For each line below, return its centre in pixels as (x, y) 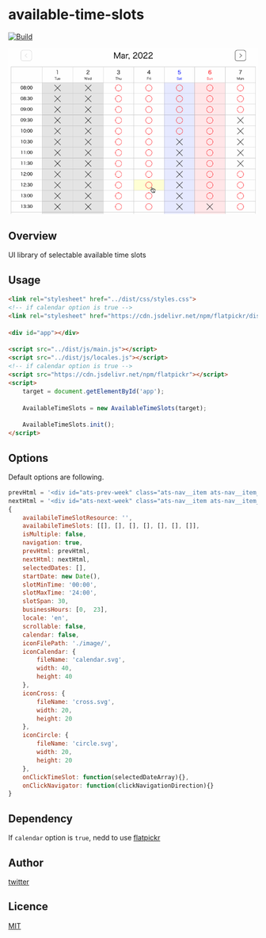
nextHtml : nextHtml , (56, 559)
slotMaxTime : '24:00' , (60, 593)
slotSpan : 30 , (46, 602)
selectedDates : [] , (55, 568)
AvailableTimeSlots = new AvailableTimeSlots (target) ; (115, 408)
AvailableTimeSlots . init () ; (68, 425)
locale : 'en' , (46, 618)
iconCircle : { (46, 736)
